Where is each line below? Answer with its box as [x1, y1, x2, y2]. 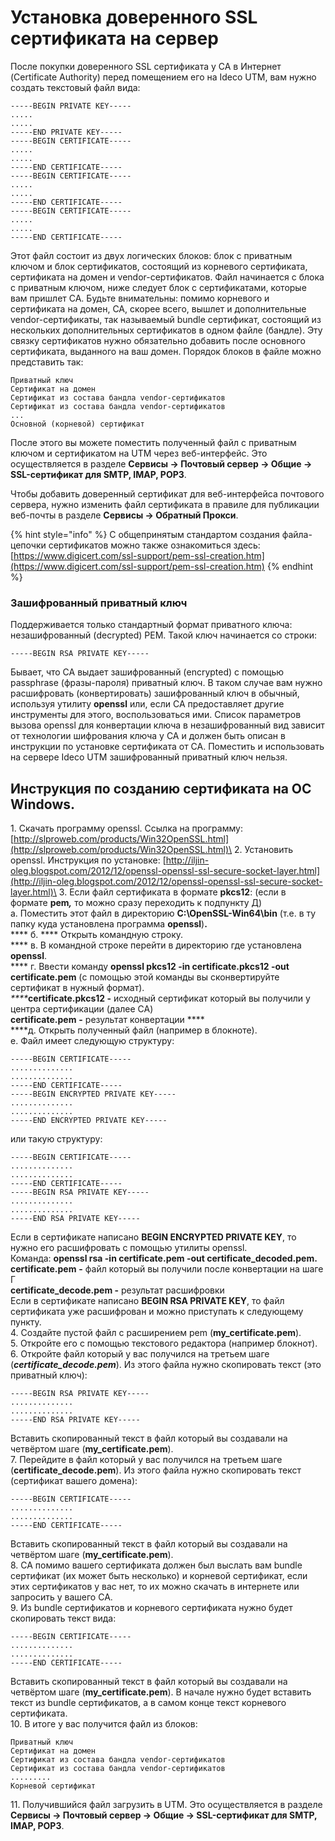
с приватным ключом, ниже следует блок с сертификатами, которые [10, 281, 307, 293]
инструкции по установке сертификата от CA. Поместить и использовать [10, 741, 325, 753]
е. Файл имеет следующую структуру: [10, 1035, 175, 1047]
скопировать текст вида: [10, 1612, 117, 1625]
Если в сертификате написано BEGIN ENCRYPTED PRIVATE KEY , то [10, 1231, 297, 1243]
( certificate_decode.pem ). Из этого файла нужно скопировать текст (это [10, 1359, 322, 1371]
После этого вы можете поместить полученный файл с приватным [10, 436, 297, 448]
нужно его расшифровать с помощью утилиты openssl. [10, 1242, 248, 1254]
